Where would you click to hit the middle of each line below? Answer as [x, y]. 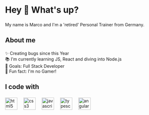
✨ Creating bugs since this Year [37, 54]
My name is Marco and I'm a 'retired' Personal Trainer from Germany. [75, 25]
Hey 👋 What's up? [42, 10]
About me [20, 40]
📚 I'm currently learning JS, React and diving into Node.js [64, 59]
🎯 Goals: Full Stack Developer [35, 66]
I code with [22, 86]
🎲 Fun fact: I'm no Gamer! [31, 71]
